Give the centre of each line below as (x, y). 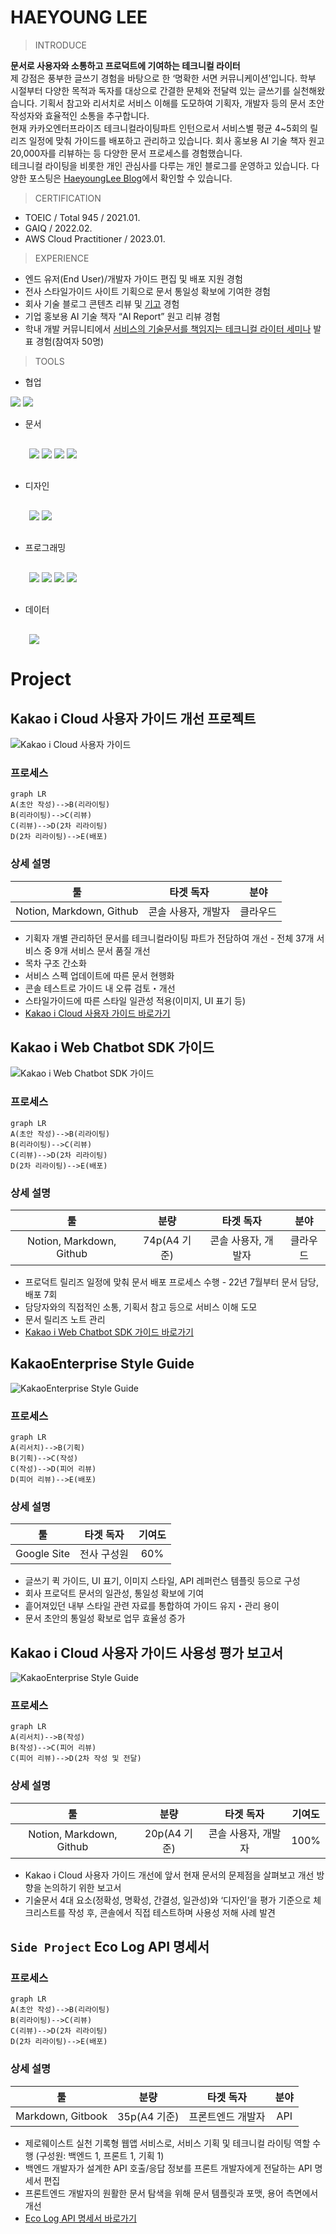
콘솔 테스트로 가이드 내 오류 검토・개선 (100, 988)
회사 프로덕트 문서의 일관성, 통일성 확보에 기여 (114, 1593)
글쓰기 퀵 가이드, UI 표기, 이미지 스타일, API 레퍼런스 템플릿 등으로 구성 (162, 1581)
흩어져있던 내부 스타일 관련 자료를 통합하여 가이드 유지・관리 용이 (152, 1606)
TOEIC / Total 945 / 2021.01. (82, 217)
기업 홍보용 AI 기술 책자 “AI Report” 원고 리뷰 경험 (122, 316)
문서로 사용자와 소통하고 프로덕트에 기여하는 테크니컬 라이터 (125, 65)
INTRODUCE (61, 45)
